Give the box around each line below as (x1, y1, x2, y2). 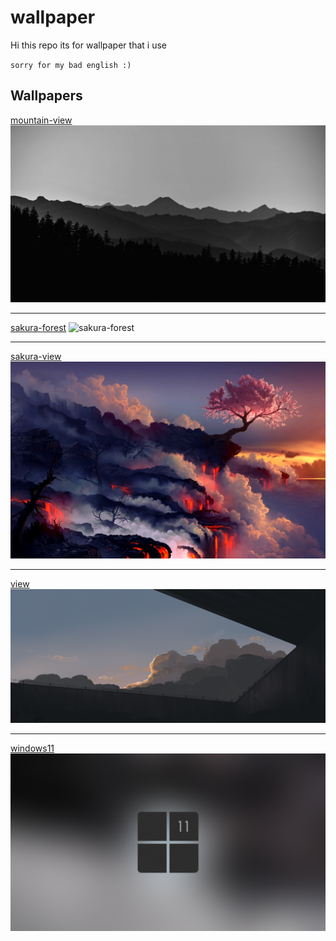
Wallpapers (10, 87, 83, 105)
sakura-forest (10, 322, 67, 334)
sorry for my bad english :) (10, 60, 132, 70)
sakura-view (10, 351, 62, 363)
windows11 (10, 742, 55, 755)
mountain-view (10, 114, 73, 126)
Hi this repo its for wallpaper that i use (10, 39, 167, 51)
